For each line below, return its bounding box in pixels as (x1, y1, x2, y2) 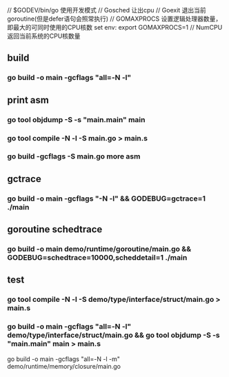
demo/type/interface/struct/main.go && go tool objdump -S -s (7, 330, 221, 340)
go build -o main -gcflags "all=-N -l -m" (7, 354, 121, 363)
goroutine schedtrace (7, 223, 103, 236)
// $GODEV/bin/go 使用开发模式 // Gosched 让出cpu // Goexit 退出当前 (7, 6, 207, 14)
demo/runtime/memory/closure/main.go (7, 362, 121, 370)
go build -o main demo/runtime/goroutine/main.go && (7, 244, 192, 254)
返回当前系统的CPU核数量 (7, 32, 81, 40)
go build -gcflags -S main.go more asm (7, 152, 141, 161)
